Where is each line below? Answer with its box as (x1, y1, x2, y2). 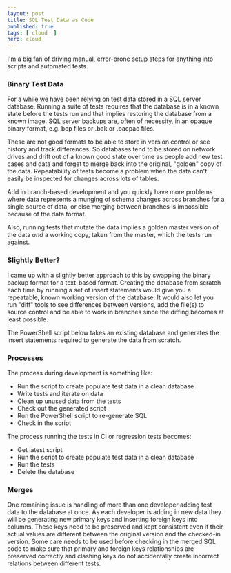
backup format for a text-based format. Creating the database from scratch (7, 278, 221, 287)
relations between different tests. (7, 559, 101, 567)
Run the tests (17, 460, 55, 469)
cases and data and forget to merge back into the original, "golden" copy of (7, 160, 222, 168)
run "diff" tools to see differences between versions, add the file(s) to (7, 300, 205, 308)
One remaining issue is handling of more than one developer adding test (7, 500, 212, 509)
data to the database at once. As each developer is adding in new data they (7, 508, 222, 516)
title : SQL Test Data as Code (7, 17, 94, 24)
